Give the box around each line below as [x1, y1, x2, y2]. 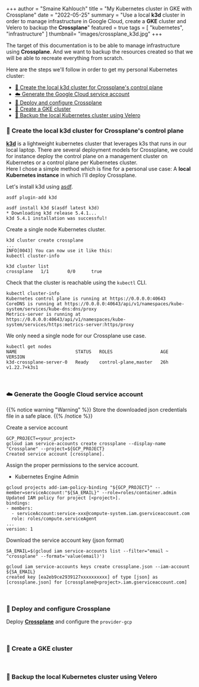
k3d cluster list [6, 263, 49, 269]
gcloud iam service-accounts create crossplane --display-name [6, 440, 166, 447]
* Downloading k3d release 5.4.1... [6, 211, 97, 217]
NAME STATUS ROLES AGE [6, 349, 169, 355]
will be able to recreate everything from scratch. [6, 55, 124, 61]
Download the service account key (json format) [6, 537, 125, 544]
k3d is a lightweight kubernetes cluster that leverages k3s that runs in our [6, 140, 187, 148]
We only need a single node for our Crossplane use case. [6, 332, 147, 340]
